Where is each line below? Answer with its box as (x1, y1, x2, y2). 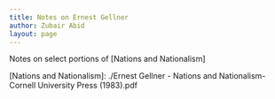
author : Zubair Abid (9, 21, 86, 30)
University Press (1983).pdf (37, 80, 137, 91)
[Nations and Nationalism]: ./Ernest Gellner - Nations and (9, 71, 217, 81)
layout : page (9, 29, 58, 38)
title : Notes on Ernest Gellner (9, 12, 129, 22)
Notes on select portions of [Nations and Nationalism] (9, 54, 206, 65)
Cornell (9, 80, 36, 91)
